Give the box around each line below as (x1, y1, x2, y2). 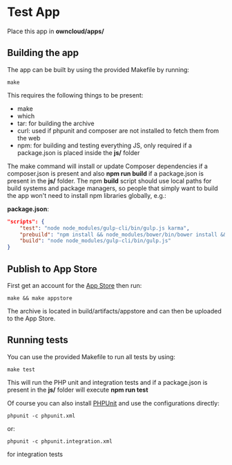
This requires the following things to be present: (7, 91, 144, 99)
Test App (7, 4, 60, 20)
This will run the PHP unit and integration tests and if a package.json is (7, 378, 208, 386)
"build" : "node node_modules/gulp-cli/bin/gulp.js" (19, 237, 171, 244)
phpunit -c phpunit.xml (7, 412, 76, 419)
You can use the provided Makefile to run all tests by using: (7, 352, 176, 361)
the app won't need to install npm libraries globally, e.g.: (7, 191, 167, 199)
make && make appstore (7, 295, 72, 302)
